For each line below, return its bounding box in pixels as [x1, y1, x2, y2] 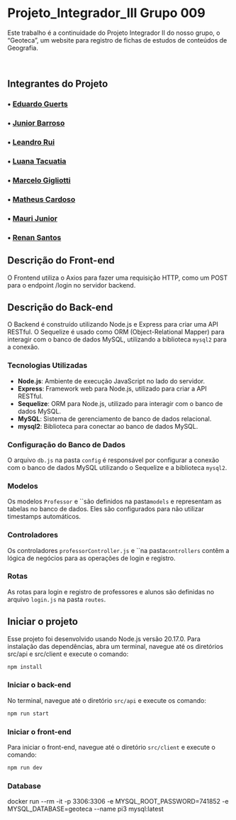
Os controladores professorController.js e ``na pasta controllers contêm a [7, 546, 230, 554]
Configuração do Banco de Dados [7, 439, 126, 449]
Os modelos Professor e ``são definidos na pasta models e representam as [7, 497, 222, 505]
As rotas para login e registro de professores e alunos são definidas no [7, 587, 215, 596]
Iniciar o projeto [7, 616, 78, 628]
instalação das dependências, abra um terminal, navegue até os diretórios [7, 642, 223, 650]
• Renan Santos [7, 232, 62, 242]
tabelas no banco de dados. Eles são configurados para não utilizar [7, 505, 204, 513]
